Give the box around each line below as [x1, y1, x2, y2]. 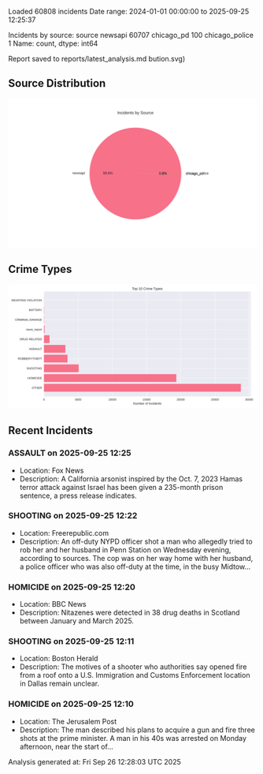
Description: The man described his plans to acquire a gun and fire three [19, 725, 256, 735]
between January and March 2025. [19, 616, 134, 626]
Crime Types [8, 263, 72, 276]
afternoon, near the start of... [19, 742, 114, 751]
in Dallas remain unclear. [19, 679, 100, 689]
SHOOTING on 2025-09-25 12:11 [8, 636, 135, 647]
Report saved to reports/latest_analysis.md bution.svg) [8, 54, 186, 63]
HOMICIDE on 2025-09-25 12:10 [8, 698, 134, 709]
